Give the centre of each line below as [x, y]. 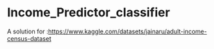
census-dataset [29, 38]
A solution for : [28, 31]
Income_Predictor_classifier [89, 13]
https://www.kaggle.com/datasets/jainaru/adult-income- [128, 31]
